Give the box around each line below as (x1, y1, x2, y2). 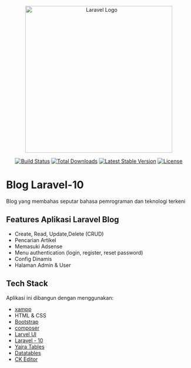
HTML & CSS (14, 312, 46, 319)
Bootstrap (14, 318, 39, 325)
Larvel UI (14, 330, 37, 337)
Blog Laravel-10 (6, 178, 84, 192)
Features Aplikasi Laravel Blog (6, 215, 119, 225)
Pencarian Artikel (14, 236, 57, 243)
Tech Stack (6, 279, 48, 289)
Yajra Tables (14, 343, 45, 350)
